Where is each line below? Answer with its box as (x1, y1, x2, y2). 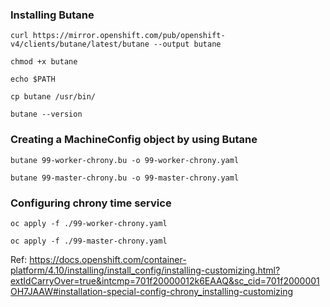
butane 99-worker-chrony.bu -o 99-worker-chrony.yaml (10, 155, 240, 165)
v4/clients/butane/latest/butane (10, 39, 150, 50)
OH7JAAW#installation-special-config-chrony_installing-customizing (10, 285, 294, 297)
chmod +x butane (10, 57, 78, 67)
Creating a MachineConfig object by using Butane (10, 133, 258, 147)
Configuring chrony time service (10, 196, 172, 210)
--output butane (153, 39, 222, 50)
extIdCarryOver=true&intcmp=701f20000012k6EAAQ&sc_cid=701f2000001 (10, 274, 320, 287)
